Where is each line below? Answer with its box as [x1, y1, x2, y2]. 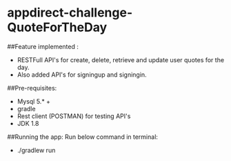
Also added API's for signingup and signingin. [17, 70, 147, 79]
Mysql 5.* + [17, 97, 50, 105]
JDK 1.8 [17, 119, 39, 127]
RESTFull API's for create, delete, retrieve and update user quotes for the [17, 55, 225, 64]
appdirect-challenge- [7, 5, 133, 21]
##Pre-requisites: [7, 84, 57, 92]
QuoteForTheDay [7, 19, 108, 35]
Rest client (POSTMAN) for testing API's [17, 112, 131, 120]
